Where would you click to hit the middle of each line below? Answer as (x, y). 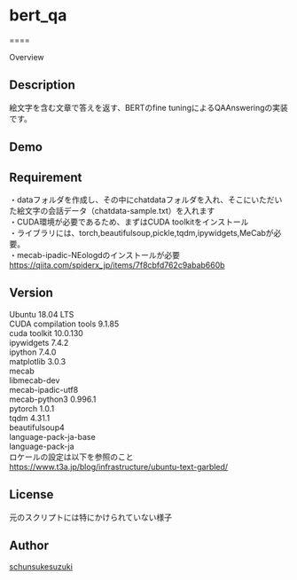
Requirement (46, 177)
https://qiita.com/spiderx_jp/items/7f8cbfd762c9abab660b (117, 265)
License (31, 494)
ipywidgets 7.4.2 (39, 342)
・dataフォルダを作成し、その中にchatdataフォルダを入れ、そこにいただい (146, 200)
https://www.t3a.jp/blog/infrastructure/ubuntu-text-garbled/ (119, 466)
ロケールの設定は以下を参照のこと (71, 457)
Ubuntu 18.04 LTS (42, 314)
